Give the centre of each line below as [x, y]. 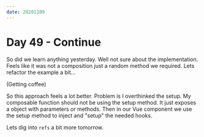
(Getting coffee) [27, 84]
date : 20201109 [26, 12]
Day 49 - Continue [54, 42]
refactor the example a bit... [41, 72]
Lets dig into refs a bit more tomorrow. [55, 127]
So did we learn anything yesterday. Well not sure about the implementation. [102, 59]
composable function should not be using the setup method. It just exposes [101, 102]
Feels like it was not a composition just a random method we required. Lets [100, 65]
